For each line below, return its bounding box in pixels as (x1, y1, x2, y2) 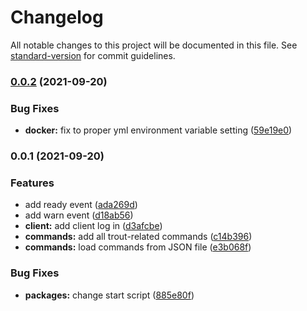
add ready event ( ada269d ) (24, 199, 138, 211)
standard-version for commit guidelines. (10, 49, 176, 61)
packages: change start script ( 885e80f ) (24, 289, 195, 301)
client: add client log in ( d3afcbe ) (24, 220, 163, 232)
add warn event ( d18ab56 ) (24, 209, 134, 221)
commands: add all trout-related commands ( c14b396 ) (24, 231, 253, 243)
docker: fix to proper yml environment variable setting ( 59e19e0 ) (24, 124, 293, 136)
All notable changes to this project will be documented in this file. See (10, 39, 298, 51)
